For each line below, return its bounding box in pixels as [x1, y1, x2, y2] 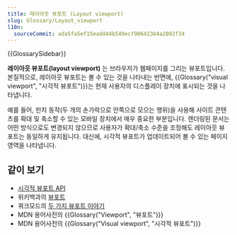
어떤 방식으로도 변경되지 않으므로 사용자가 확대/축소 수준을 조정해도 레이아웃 [7, 123, 218, 132]
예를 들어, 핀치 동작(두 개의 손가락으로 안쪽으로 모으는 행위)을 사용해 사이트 [7, 105, 214, 114]
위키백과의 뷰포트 [17, 193, 66, 202]
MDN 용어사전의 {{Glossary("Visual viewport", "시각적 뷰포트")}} [17, 219, 202, 228]
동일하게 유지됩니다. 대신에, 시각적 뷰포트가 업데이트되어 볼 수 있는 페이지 [25, 132, 229, 141]
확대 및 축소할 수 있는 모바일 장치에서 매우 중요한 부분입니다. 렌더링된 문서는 [20, 115, 230, 123]
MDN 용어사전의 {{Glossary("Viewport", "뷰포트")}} [17, 210, 164, 219]
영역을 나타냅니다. [7, 141, 57, 149]
